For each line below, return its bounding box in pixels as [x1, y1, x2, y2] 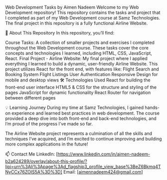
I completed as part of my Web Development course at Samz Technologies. [5, 15, 161, 20]
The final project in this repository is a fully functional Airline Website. [5, 20, 148, 26]
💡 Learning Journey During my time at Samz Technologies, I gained [5, 104, 144, 110]
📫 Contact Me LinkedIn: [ [5, 151, 58, 157]
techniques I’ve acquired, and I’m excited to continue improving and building [5, 136, 162, 141]
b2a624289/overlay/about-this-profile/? [5, 158, 87, 164]
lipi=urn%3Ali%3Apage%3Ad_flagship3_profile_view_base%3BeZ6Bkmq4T [5, 163, 161, 169]
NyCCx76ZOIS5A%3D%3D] [5, 169, 62, 174]
